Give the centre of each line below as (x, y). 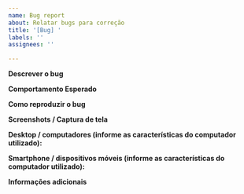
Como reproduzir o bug (47, 104)
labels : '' (26, 37)
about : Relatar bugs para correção (67, 23)
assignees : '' (31, 45)
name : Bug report (37, 15)
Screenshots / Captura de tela (58, 119)
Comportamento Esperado (52, 89)
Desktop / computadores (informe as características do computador (122, 135)
